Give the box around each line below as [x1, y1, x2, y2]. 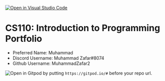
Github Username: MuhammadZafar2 [12, 60, 90, 66]
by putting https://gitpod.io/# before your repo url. [42, 70, 152, 76]
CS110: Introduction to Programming [5, 23, 160, 34]
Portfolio [5, 33, 42, 45]
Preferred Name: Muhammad [12, 49, 73, 55]
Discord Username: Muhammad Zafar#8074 [12, 55, 104, 61]
